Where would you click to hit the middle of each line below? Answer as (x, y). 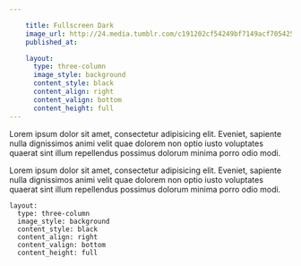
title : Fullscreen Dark (70, 25)
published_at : (52, 42)
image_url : (46, 34)
